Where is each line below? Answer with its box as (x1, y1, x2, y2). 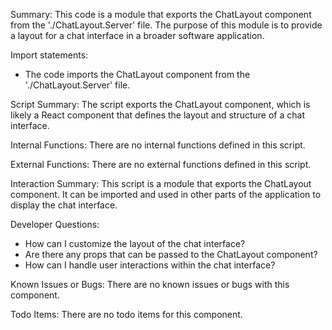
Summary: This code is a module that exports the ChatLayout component (10, 9, 312, 20)
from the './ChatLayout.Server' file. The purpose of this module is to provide (10, 19, 323, 31)
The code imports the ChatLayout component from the (24, 69, 251, 80)
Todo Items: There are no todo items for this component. (10, 309, 243, 320)
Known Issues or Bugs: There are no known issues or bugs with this (10, 279, 290, 290)
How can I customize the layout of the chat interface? (24, 238, 246, 249)
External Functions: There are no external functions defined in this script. (10, 159, 312, 170)
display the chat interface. (10, 199, 118, 211)
